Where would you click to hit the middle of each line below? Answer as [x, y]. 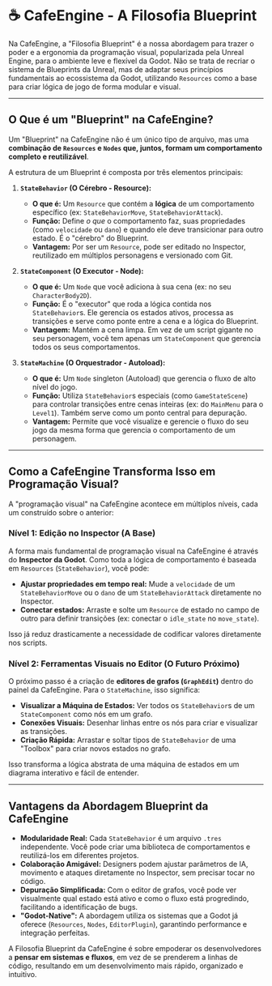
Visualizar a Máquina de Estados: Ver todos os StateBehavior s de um [137, 706]
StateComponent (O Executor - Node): [82, 271]
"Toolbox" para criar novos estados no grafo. [96, 749]
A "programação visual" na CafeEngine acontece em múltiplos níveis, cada [134, 504]
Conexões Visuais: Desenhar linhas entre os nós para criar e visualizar [139, 723]
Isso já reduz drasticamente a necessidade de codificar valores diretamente [135, 634]
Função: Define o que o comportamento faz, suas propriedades [138, 220]
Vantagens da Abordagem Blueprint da [108, 806]
